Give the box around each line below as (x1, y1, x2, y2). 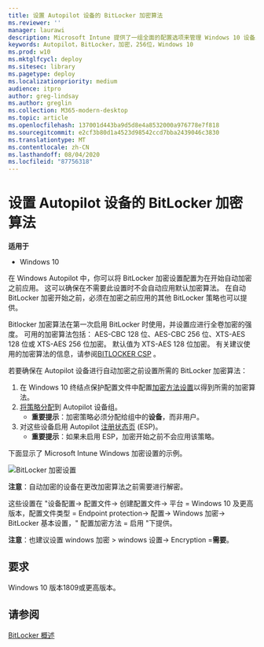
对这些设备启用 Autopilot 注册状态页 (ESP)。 (19, 422, 163, 431)
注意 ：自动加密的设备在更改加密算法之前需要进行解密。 (8, 482, 187, 492)
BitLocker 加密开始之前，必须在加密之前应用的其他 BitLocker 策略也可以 (8, 293, 241, 303)
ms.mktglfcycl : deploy (8, 56, 82, 64)
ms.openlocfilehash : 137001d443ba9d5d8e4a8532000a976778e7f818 (8, 121, 220, 129)
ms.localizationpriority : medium (8, 77, 118, 85)
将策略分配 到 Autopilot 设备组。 (19, 402, 122, 412)
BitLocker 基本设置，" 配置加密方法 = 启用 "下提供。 (8, 519, 177, 528)
